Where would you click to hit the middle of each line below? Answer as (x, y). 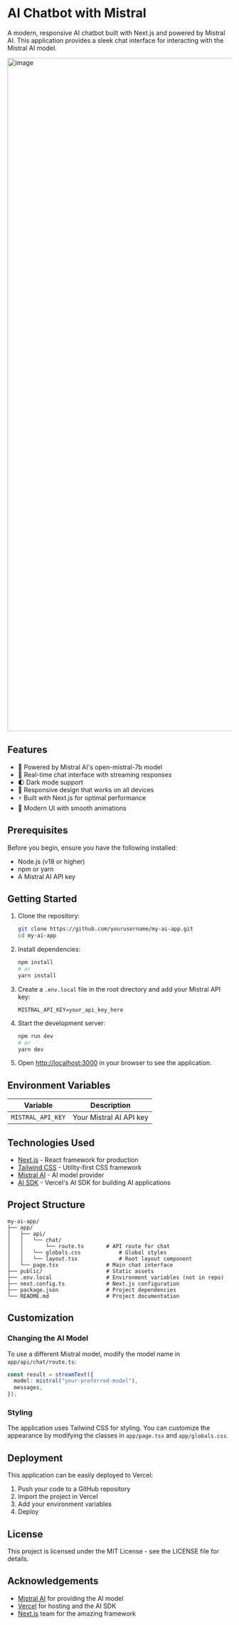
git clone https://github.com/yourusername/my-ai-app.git (105, 929)
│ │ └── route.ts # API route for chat (89, 1246)
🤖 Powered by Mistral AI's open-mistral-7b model (90, 767)
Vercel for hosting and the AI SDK (67, 1606)
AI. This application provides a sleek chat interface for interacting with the (116, 40)
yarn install (37, 975)
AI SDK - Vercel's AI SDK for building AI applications (94, 1183)
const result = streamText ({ (51, 1374)
